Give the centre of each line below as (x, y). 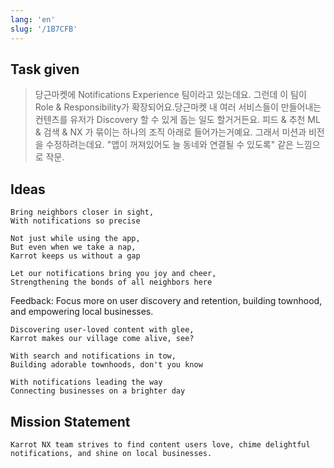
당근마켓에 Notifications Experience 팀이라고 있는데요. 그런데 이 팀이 (170, 95)
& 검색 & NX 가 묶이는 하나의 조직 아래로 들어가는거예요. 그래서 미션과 (170, 132)
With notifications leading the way (86, 382)
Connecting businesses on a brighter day (98, 391)
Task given (45, 69)
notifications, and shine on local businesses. (111, 453)
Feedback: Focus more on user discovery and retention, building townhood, (166, 301)
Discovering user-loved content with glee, (102, 330)
